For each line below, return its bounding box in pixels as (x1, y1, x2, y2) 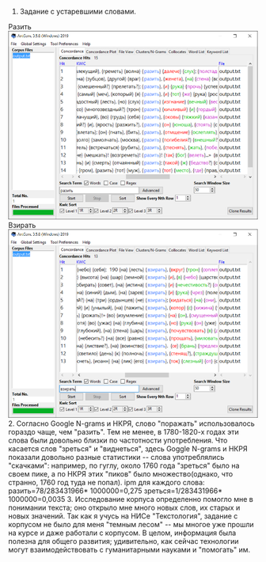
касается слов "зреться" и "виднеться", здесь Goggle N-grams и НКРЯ (8, 443, 248, 454)
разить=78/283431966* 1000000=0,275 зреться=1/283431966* (8, 486, 223, 496)
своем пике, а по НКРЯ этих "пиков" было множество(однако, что (8, 469, 234, 478)
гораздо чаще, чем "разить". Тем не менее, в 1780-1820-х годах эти (8, 427, 239, 436)
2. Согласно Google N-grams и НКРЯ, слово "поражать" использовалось (8, 419, 255, 428)
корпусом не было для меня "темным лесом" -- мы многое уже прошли (8, 519, 255, 529)
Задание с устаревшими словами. (19, 7, 137, 16)
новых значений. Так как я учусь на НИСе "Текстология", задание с (8, 511, 238, 521)
